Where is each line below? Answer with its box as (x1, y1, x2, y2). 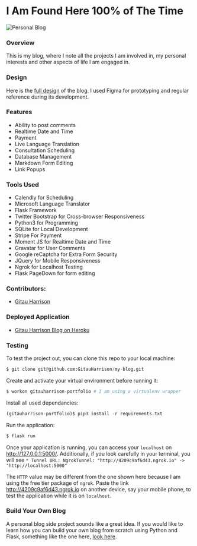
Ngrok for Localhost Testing (14, 263, 83, 271)
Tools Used (6, 180, 40, 188)
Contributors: (6, 285, 46, 293)
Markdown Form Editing (14, 159, 73, 166)
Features (6, 108, 33, 116)
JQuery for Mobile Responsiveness (14, 257, 101, 264)
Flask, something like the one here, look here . (6, 533, 117, 540)
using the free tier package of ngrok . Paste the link (6, 479, 129, 487)
